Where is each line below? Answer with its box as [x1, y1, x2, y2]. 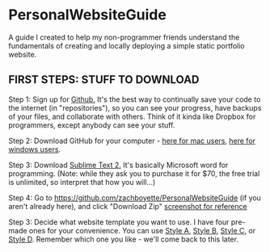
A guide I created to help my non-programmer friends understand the [8, 32, 240, 42]
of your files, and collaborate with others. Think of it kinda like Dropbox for [8, 111, 256, 121]
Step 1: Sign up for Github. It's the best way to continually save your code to [8, 94, 261, 104]
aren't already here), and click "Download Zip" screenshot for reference [8, 201, 248, 211]
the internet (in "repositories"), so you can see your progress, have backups [8, 103, 262, 112]
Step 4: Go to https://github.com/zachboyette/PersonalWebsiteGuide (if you [8, 192, 261, 203]
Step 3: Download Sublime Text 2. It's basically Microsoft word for [8, 160, 229, 170]
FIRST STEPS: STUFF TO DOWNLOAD [8, 73, 200, 86]
